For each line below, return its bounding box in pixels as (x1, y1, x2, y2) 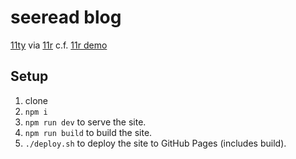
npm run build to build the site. (24, 126, 153, 138)
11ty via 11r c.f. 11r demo (10, 39, 108, 51)
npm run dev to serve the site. (24, 116, 147, 128)
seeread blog (10, 6, 122, 29)
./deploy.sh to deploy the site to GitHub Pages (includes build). (24, 137, 287, 149)
